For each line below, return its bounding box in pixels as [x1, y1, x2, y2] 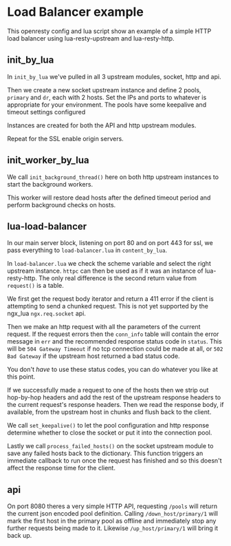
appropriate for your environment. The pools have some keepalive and [7, 101, 207, 109]
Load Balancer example [7, 4, 144, 20]
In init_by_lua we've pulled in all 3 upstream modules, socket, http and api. [7, 72, 221, 81]
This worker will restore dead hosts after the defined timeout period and [7, 193, 211, 202]
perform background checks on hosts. [7, 200, 116, 209]
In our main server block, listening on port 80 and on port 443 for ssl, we [7, 239, 213, 247]
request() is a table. [7, 282, 64, 290]
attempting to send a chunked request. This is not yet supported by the [7, 302, 208, 311]
